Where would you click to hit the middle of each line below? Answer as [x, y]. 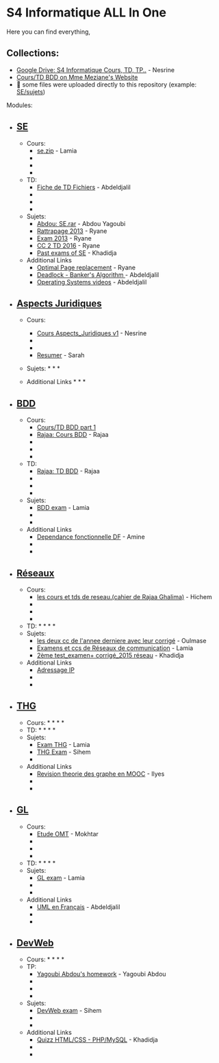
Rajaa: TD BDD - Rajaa [68, 471]
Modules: [20, 105]
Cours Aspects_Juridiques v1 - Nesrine [92, 333]
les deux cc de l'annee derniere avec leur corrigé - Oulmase [121, 641]
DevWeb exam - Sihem [69, 1011]
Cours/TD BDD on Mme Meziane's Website [77, 77]
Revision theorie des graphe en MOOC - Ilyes [101, 774]
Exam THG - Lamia [63, 744]
